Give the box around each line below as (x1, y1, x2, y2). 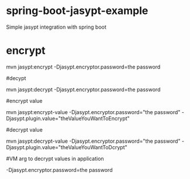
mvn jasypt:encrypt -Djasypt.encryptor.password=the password (6, 63, 161, 70)
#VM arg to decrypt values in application (6, 155, 104, 162)
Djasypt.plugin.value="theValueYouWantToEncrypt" (6, 115, 130, 122)
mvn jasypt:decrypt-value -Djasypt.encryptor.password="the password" (6, 137, 181, 144)
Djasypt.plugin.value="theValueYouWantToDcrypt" (6, 143, 127, 150)
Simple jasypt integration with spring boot (6, 23, 106, 30)
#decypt (6, 74, 26, 81)
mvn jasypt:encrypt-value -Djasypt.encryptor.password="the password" (6, 108, 181, 115)
